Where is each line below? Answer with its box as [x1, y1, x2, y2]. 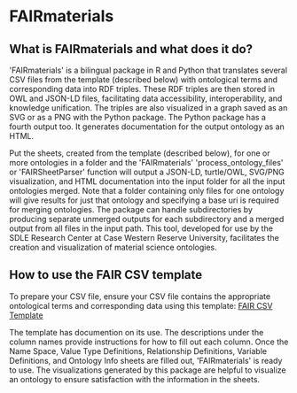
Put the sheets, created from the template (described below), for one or [9, 148, 270, 158]
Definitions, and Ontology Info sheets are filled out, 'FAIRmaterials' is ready [9, 355, 283, 366]
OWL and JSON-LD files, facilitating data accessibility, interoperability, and [9, 93, 283, 104]
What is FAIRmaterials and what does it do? [9, 42, 254, 57]
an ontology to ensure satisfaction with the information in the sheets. [9, 374, 260, 384]
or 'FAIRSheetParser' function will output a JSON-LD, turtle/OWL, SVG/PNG [9, 166, 285, 177]
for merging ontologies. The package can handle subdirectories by [9, 204, 253, 214]
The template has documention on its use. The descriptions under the [9, 327, 264, 337]
